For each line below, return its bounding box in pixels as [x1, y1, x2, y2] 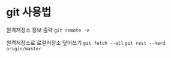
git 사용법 [6, 5, 52, 19]
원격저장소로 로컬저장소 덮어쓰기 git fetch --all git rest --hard [6, 39, 166, 46]
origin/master [6, 45, 42, 51]
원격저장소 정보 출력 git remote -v [6, 26, 89, 33]
